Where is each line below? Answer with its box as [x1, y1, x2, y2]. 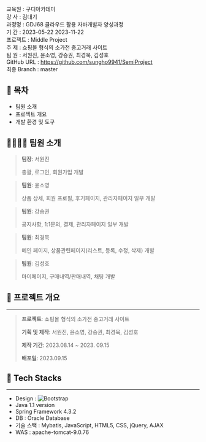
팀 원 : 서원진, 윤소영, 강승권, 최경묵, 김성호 [6, 52, 109, 58]
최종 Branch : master [6, 66, 58, 72]
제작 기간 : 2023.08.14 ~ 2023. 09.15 [21, 341, 110, 349]
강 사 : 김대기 [6, 13, 38, 20]
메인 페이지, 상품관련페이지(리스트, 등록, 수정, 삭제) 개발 [21, 246, 155, 254]
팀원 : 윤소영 [21, 181, 50, 188]
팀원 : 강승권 [21, 207, 50, 215]
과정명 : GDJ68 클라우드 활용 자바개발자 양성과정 [6, 21, 124, 28]
